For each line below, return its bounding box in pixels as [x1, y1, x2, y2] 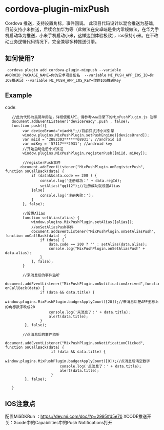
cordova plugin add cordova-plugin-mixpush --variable [7, 68, 121, 72]
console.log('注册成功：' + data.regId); [40, 178, 122, 183]
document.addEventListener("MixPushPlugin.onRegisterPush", [20, 164, 145, 169]
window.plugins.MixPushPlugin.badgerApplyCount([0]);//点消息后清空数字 [5, 359, 150, 363]
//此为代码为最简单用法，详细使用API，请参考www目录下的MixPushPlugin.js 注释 [11, 114, 157, 119]
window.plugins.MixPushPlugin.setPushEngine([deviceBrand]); [22, 133, 150, 137]
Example [5, 91, 32, 100]
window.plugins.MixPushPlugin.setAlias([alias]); [31, 219, 134, 225]
